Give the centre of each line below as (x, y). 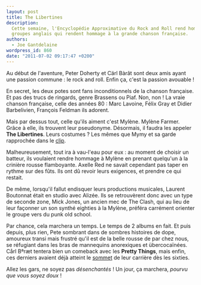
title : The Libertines (34, 17)
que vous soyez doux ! (34, 275)
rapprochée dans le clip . (36, 140)
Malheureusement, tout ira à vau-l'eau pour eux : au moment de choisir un (98, 152)
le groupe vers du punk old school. (49, 214)
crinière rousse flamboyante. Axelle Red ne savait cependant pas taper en (97, 165)
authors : (17, 39)
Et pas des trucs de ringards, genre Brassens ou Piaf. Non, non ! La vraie (96, 97)
